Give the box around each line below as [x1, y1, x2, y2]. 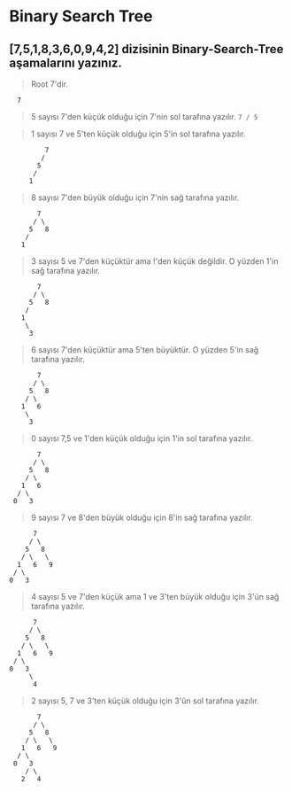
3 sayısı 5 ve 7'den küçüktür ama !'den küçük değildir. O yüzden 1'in [30, 256, 279, 267]
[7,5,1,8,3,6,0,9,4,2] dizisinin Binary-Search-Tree [9, 42, 284, 57]
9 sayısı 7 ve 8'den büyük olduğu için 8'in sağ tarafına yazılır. [30, 512, 254, 523]
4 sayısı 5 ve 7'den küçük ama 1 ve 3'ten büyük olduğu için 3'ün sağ [30, 592, 280, 601]
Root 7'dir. [30, 79, 69, 89]
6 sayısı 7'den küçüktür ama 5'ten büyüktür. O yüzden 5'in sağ [30, 345, 259, 355]
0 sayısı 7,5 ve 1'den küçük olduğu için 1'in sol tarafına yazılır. [30, 433, 253, 444]
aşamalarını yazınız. [9, 55, 122, 70]
